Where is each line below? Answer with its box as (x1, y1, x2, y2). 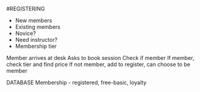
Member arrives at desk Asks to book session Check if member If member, (6, 54, 195, 61)
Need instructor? (15, 36, 58, 43)
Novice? (15, 30, 37, 37)
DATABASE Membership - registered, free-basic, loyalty (6, 79, 147, 86)
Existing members (15, 24, 61, 30)
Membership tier (15, 42, 57, 50)
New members (15, 17, 52, 24)
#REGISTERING (6, 5, 45, 12)
